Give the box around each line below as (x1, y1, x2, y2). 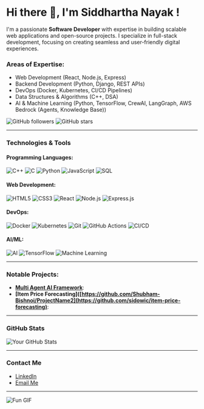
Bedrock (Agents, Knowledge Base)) (15, 106, 107, 113)
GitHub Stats (6, 324, 45, 333)
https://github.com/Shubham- (81, 291, 160, 298)
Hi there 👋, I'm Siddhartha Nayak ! (6, 5, 180, 19)
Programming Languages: (6, 154, 73, 161)
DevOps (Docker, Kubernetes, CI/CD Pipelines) (15, 87, 132, 94)
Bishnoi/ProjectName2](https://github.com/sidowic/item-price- (15, 297, 181, 304)
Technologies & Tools (6, 139, 71, 147)
